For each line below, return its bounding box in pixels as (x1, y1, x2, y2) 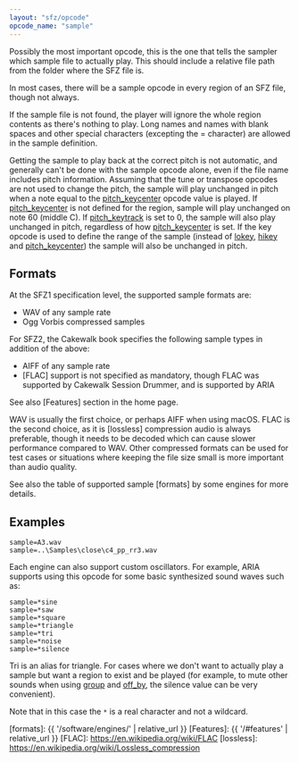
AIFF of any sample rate (21, 361, 111, 372)
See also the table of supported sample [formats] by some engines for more (9, 479, 289, 490)
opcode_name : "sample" (9, 21, 94, 30)
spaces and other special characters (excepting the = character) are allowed (9, 128, 291, 138)
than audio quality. (9, 462, 78, 473)
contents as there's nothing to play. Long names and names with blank (9, 118, 270, 130)
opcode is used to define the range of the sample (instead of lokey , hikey (9, 230, 278, 241)
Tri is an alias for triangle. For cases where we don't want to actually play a (9, 660, 284, 671)
